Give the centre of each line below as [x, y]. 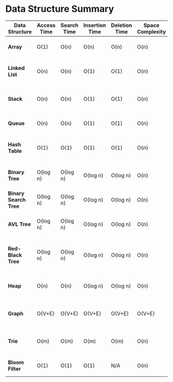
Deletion [122, 25]
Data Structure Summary [60, 9]
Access [46, 25]
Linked [16, 68]
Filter [15, 369]
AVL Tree [19, 224]
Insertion [95, 25]
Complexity [152, 31]
